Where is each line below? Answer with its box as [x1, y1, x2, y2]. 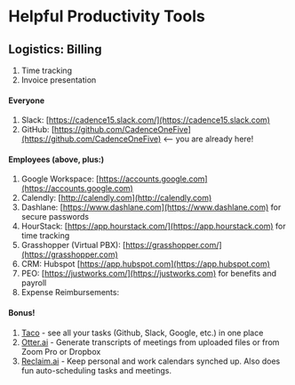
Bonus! [8, 308, 36, 317]
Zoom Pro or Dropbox [20, 346, 101, 357]
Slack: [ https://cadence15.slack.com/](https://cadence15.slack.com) [20, 115, 270, 125]
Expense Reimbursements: [20, 287, 120, 298]
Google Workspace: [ [20, 173, 100, 184]
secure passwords [20, 212, 90, 222]
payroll [20, 277, 47, 288]
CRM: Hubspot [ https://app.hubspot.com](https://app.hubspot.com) [20, 259, 270, 269]
